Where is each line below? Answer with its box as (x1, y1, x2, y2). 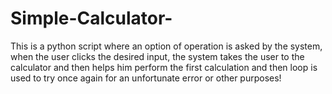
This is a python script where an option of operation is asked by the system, (10, 40, 323, 52)
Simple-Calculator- (10, 7, 173, 30)
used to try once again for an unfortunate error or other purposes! (10, 72, 282, 84)
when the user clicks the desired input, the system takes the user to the (10, 50, 305, 62)
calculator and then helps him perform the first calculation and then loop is (10, 61, 318, 73)
